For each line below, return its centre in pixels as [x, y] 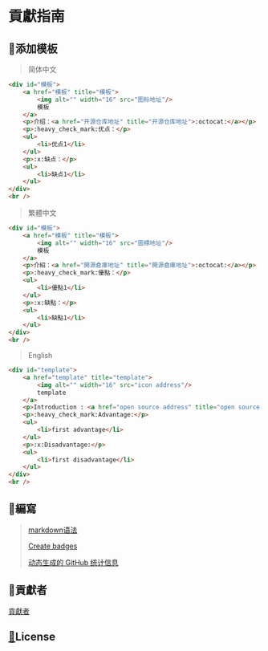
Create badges [53, 546]
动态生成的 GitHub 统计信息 [73, 562]
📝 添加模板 [33, 49]
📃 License [32, 637]
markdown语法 [53, 530]
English [40, 355]
